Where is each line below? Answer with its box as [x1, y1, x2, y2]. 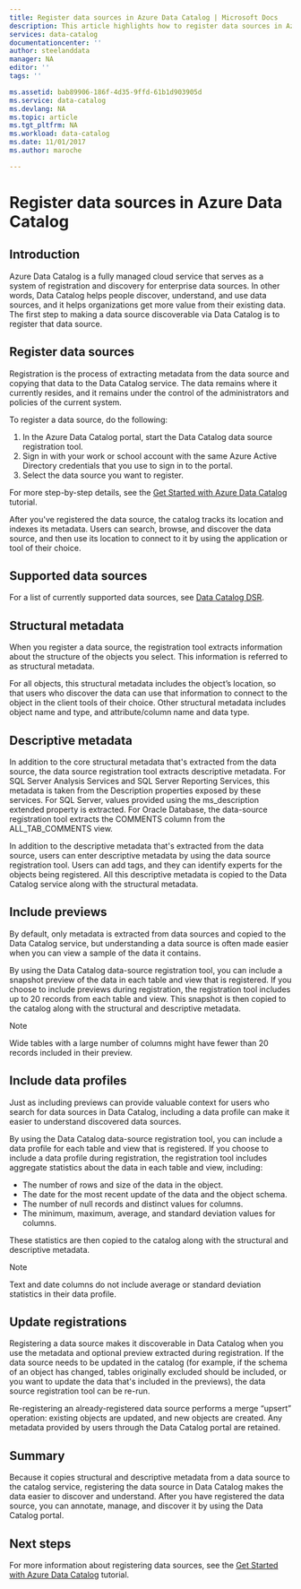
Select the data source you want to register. [21, 470, 184, 480]
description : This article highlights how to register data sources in [9, 22, 282, 30]
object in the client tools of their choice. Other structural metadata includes [9, 697, 287, 708]
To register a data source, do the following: [9, 414, 168, 425]
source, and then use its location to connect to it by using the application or [9, 532, 288, 543]
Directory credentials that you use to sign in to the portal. [21, 460, 233, 471]
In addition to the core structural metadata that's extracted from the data [9, 756, 277, 767]
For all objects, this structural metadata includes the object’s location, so [9, 678, 276, 689]
